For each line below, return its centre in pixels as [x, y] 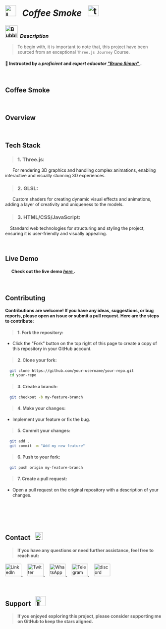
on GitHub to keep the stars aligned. [55, 622]
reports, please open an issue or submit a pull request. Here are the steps [82, 316]
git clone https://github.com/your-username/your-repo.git [72, 371]
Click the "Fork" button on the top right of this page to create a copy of [84, 344]
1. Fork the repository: [40, 332]
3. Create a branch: [37, 386]
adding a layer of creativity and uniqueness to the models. [64, 205]
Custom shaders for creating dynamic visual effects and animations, [82, 199]
